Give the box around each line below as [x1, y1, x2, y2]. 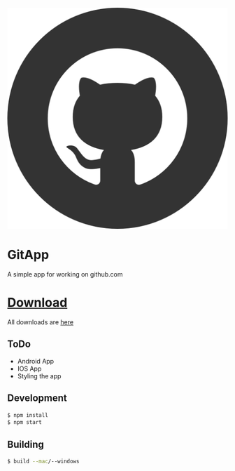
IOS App [17, 364, 42, 373]
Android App [17, 357, 55, 365]
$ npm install [7, 411, 49, 418]
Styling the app [17, 371, 62, 380]
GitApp [7, 247, 50, 263]
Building [7, 438, 44, 450]
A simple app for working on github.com [7, 270, 123, 278]
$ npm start [7, 419, 42, 426]
